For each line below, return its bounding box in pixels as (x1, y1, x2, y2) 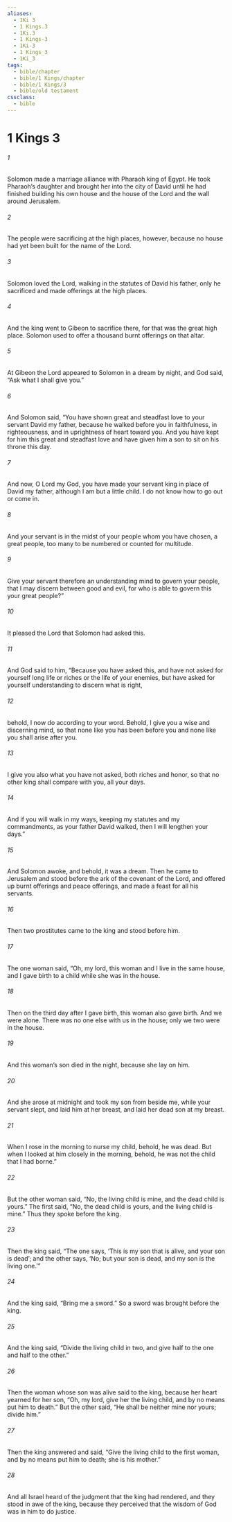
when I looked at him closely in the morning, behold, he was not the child (7, 1150, 216, 1158)
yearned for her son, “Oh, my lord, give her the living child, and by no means (7, 1396, 225, 1404)
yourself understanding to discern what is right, (7, 681, 143, 690)
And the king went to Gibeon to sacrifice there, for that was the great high (7, 324, 218, 332)
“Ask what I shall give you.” (7, 376, 84, 385)
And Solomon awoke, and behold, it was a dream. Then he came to (7, 867, 199, 875)
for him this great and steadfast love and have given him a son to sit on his (7, 435, 220, 444)
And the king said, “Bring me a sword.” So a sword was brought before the (7, 1299, 220, 1307)
